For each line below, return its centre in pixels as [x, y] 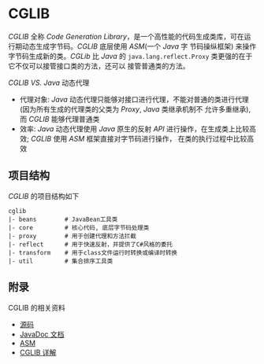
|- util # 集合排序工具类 [61, 261]
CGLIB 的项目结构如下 [44, 196]
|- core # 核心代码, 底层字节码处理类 [79, 228]
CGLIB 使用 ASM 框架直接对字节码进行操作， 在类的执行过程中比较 [139, 138]
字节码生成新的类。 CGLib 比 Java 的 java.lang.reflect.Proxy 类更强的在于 [130, 56]
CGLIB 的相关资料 [37, 307]
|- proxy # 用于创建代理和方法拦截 [72, 236]
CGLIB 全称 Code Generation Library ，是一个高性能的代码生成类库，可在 [126, 36]
